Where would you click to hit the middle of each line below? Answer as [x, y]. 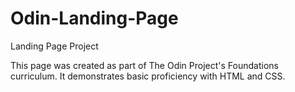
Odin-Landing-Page [94, 18]
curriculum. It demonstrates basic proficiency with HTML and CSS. [148, 76]
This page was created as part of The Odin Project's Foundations [144, 65]
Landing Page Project [54, 46]
